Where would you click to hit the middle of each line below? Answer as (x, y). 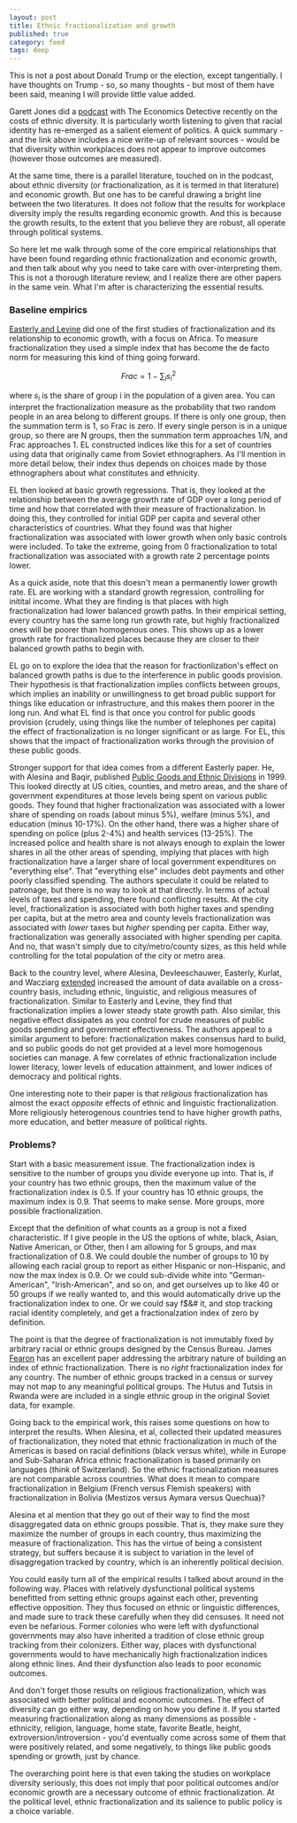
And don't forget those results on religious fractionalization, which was (138, 1690)
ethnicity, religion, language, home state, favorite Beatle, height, (125, 1727)
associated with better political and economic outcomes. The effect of (137, 1699)
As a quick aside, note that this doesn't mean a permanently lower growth (144, 582)
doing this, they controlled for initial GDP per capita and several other (135, 518)
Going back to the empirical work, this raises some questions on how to (139, 1422)
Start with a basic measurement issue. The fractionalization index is (132, 1164)
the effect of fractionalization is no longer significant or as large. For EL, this (147, 731)
